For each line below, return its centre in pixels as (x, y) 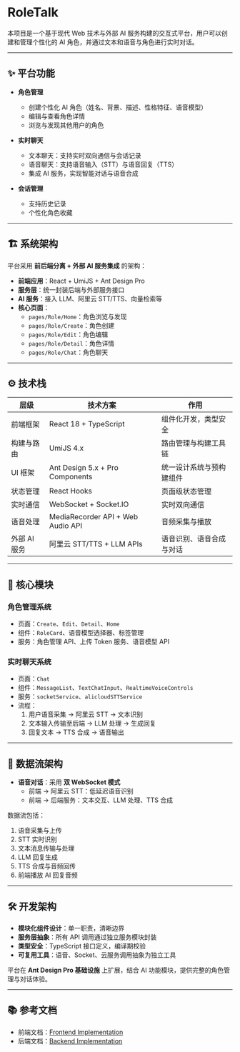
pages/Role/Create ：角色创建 (71, 325)
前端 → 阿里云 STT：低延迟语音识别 (81, 791)
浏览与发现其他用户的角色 (66, 125)
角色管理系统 (30, 606)
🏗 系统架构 (33, 244)
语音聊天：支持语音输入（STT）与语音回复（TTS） (103, 164)
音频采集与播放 (186, 522)
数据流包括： (26, 816)
